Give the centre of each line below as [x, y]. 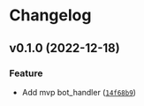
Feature [26, 73]
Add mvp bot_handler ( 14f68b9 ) [79, 92]
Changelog [50, 15]
